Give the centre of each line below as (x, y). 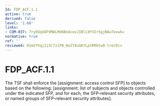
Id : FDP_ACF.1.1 (21, 9)
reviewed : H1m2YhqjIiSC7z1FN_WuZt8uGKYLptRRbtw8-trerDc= (64, 45)
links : (12, 28)
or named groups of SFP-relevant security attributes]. (59, 98)
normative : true (21, 37)
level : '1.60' (19, 23)
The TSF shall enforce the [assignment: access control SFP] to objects (75, 83)
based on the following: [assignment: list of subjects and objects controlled (80, 88)
